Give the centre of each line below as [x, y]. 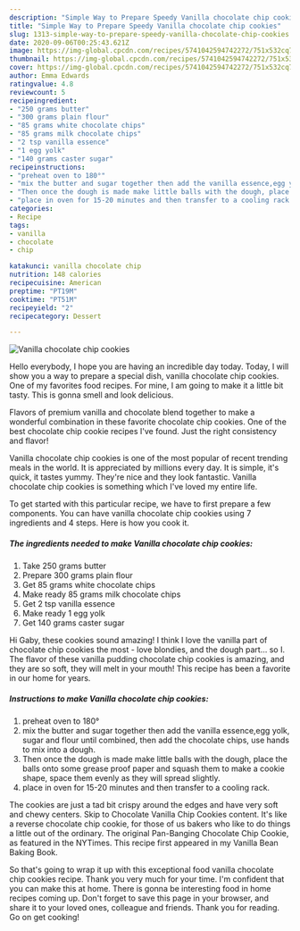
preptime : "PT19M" [43, 291]
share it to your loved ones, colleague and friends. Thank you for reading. [144, 908]
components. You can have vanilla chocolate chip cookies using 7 [130, 514]
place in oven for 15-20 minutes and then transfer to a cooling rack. [146, 788]
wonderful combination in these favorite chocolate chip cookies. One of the [148, 422]
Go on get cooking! [45, 918]
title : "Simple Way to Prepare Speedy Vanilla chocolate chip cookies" [145, 26]
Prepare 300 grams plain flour [78, 575]
